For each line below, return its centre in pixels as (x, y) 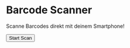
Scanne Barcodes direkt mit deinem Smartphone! (65, 26)
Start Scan (20, 38)
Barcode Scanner (49, 10)
